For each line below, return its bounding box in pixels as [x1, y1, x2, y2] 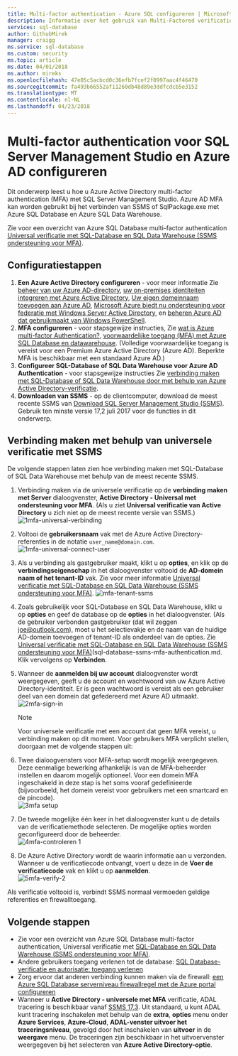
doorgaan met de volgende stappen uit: [17, 742, 133, 750]
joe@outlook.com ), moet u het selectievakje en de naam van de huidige [17, 625, 227, 634]
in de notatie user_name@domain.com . [50, 537, 154, 546]
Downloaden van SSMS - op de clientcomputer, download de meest [17, 392, 217, 400]
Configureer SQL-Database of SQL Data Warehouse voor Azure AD [17, 361, 218, 370]
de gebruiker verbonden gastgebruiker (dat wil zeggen [17, 618, 178, 626]
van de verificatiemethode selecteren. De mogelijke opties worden [17, 822, 212, 831]
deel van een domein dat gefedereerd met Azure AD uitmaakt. [17, 692, 199, 701]
